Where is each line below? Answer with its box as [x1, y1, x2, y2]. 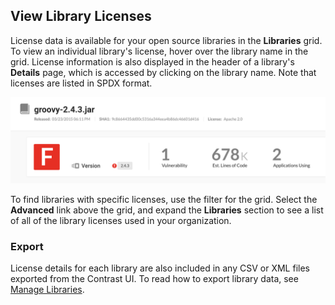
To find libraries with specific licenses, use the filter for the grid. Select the [10, 193, 318, 205]
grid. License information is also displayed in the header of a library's [10, 55, 295, 68]
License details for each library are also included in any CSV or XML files [10, 262, 310, 274]
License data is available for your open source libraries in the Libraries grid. [10, 34, 323, 46]
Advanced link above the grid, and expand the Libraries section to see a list [10, 204, 324, 216]
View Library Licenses [10, 8, 152, 25]
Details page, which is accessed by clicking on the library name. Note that [10, 66, 317, 78]
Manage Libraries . [10, 283, 85, 295]
